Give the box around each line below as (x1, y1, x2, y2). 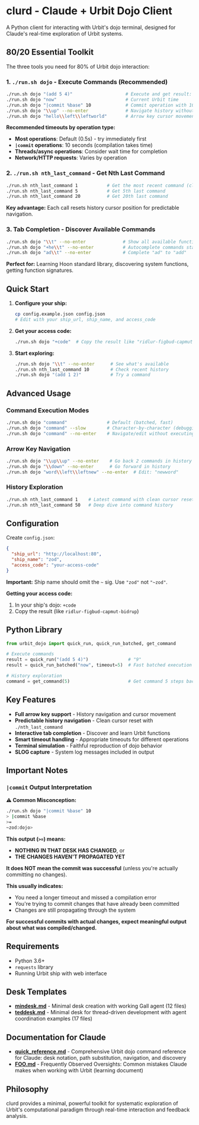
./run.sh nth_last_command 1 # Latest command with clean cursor (6, 496, 179, 502)
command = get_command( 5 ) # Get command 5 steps (6, 678, 184, 684)
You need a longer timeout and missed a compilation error (14, 893, 157, 901)
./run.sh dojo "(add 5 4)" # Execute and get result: (6, 91, 192, 97)
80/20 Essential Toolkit (6, 47, 94, 57)
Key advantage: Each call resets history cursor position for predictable (6, 204, 179, 211)
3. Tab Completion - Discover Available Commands (6, 225, 156, 233)
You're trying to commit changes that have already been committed (14, 900, 179, 907)
